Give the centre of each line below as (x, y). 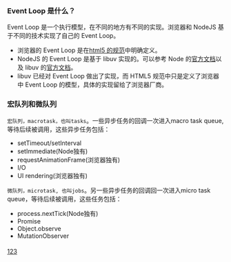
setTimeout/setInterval (49, 143)
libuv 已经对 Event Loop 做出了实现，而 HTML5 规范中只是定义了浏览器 (118, 76)
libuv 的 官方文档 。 (51, 67)
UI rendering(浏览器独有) (52, 175)
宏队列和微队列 (32, 105)
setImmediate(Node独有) (52, 151)
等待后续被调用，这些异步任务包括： (59, 129)
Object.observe (39, 228)
